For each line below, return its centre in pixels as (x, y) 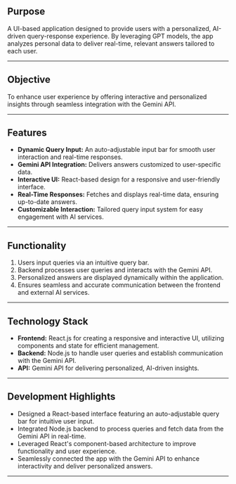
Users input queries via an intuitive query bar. (83, 262)
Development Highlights (61, 397)
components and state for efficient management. (88, 346)
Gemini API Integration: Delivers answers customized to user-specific (119, 165)
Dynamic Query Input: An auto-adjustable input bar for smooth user (116, 150)
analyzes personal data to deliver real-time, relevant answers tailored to (111, 43)
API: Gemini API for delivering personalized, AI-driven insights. (108, 368)
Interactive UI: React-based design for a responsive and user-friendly (119, 179)
